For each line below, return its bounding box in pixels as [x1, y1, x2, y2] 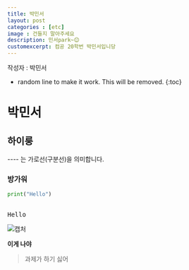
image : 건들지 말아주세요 [7, 30, 75, 37]
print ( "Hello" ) [7, 191, 52, 198]
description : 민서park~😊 [7, 37, 80, 44]
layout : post [7, 17, 46, 24]
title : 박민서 [7, 10, 44, 18]
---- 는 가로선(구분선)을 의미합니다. [7, 155, 104, 163]
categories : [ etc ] [7, 23, 65, 30]
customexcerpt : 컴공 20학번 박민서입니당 [7, 43, 116, 50]
